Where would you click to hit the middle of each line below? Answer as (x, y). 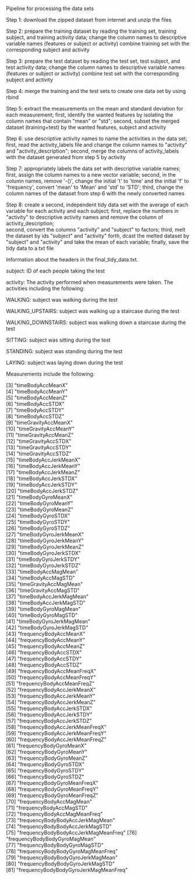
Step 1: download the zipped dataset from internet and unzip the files (89, 20)
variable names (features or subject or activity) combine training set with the (98, 44)
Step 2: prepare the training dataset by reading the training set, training (91, 31)
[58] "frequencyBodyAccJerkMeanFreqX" (56, 727)
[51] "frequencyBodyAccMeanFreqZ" (50, 683)
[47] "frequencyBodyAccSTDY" (44, 659)
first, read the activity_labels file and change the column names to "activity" (97, 145)
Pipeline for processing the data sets (50, 8)
